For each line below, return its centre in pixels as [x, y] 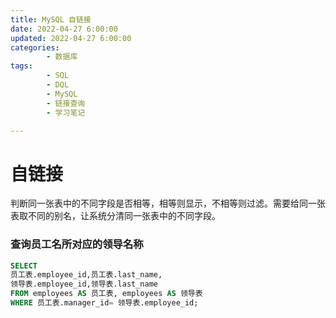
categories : [35, 47]
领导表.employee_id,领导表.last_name [84, 284]
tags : [21, 66]
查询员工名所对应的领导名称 [77, 244]
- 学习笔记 [66, 112]
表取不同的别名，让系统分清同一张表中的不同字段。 [115, 216]
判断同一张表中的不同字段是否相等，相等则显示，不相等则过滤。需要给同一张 [168, 203]
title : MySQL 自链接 [51, 19]
